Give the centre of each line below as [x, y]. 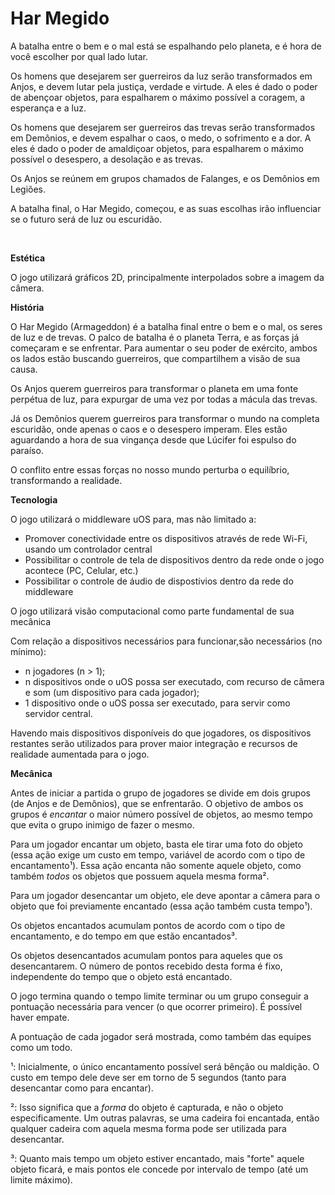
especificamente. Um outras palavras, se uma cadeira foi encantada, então [165, 1118]
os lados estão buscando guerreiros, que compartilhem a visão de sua [155, 358]
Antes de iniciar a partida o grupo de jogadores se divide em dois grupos [160, 793]
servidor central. [58, 713]
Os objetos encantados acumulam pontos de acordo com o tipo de [148, 925]
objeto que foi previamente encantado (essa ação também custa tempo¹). [161, 906]
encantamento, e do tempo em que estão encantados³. [124, 936]
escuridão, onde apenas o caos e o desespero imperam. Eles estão [149, 429]
